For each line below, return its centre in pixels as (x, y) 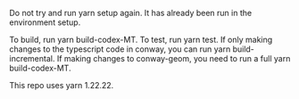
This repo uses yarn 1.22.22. (62, 85)
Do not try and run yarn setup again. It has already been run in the (131, 13)
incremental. (32, 58)
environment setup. (45, 22)
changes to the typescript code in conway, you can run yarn (120, 49)
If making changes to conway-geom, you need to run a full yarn (174, 58)
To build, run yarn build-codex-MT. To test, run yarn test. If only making (141, 40)
